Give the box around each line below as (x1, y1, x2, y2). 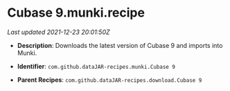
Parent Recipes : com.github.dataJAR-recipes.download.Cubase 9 (17, 75, 202, 84)
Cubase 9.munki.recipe (7, 5, 145, 21)
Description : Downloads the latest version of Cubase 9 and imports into (17, 41, 223, 49)
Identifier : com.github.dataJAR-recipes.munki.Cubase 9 (17, 62, 175, 70)
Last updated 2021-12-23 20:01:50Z (7, 28, 110, 36)
